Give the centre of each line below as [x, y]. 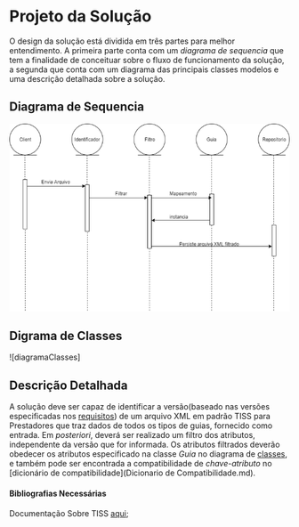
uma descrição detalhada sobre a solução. [87, 78]
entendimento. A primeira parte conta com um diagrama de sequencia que [147, 50]
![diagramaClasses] [45, 357]
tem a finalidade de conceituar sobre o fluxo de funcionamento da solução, [147, 60]
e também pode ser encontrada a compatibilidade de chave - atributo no [141, 464]
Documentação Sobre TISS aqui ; [69, 513]
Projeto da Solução [81, 16]
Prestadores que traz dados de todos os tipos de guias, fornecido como [141, 426]
